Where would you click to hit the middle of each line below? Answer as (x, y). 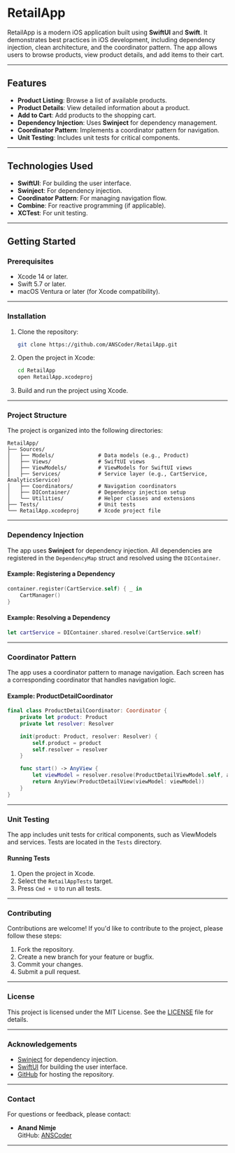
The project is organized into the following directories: (85, 431)
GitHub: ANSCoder (44, 1135)
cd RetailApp (36, 371)
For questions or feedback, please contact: (69, 1114)
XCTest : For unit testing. (52, 213)
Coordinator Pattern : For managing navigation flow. (92, 198)
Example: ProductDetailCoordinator (60, 696)
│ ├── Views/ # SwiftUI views (76, 462)
